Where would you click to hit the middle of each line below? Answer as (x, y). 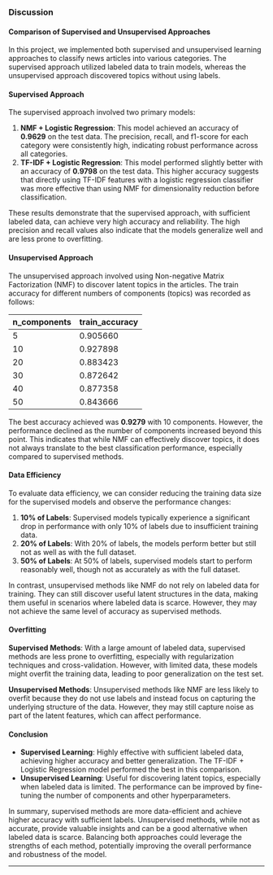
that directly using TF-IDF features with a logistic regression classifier (136, 180)
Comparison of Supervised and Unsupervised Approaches (110, 32)
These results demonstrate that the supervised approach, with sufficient (129, 213)
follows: (22, 302)
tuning (31, 795)
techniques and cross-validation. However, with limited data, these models (133, 665)
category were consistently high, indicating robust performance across (139, 146)
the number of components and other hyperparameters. (137, 795)
